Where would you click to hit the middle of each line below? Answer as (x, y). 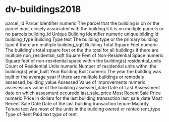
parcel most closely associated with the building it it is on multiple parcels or (84, 28)
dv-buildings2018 (43, 9)
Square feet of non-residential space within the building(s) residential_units (83, 60)
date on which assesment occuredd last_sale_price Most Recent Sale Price (83, 93)
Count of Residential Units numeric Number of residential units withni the (81, 66)
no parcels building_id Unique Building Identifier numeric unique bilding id (82, 34)
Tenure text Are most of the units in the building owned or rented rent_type (83, 109)
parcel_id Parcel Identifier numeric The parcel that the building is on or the (82, 23)
